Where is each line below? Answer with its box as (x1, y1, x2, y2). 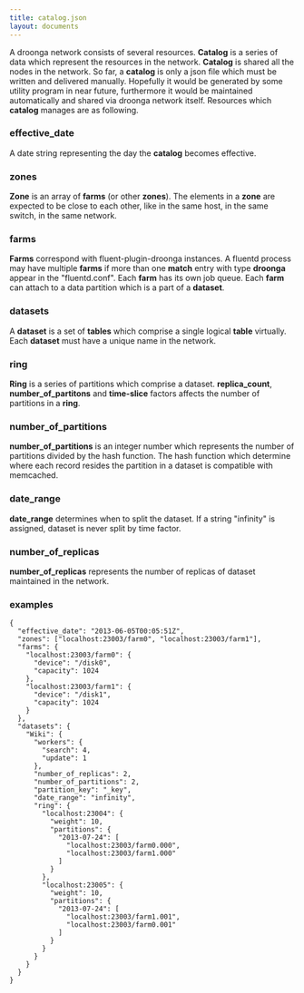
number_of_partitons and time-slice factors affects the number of (9, 387, 260, 399)
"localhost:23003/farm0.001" (66, 920, 177, 930)
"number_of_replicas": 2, (33, 770, 132, 779)
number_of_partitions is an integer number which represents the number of (9, 441, 295, 452)
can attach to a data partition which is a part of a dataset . (9, 282, 225, 293)
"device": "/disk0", (33, 658, 112, 667)
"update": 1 (42, 754, 88, 763)
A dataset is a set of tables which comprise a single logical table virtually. (9, 326, 288, 336)
